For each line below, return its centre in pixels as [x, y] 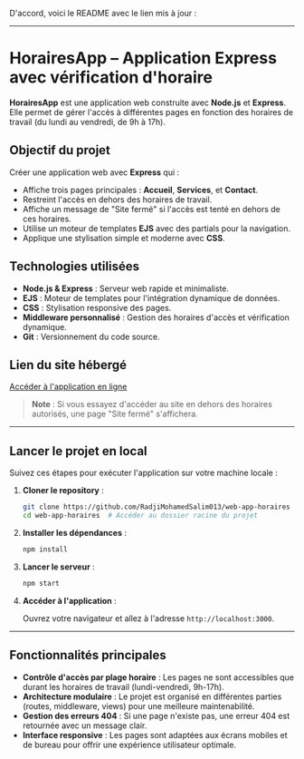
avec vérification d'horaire [111, 78]
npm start [41, 583]
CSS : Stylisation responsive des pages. [97, 307]
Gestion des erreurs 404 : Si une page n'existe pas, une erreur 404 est [156, 715]
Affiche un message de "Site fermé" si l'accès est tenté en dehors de [151, 209]
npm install [45, 549]
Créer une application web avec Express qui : [95, 172]
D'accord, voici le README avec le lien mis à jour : [103, 13]
